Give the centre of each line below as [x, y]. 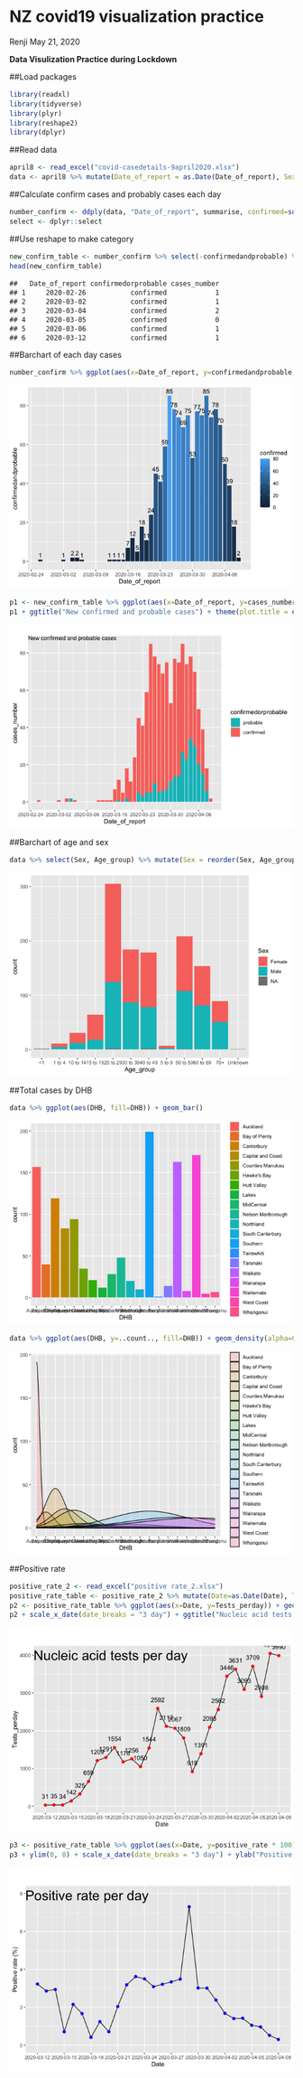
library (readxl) [40, 94]
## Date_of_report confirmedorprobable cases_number [115, 283]
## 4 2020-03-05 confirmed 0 [115, 320]
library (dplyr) [38, 133]
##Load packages [43, 76]
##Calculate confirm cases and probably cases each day [115, 194]
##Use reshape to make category [72, 239]
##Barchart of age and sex [59, 842]
